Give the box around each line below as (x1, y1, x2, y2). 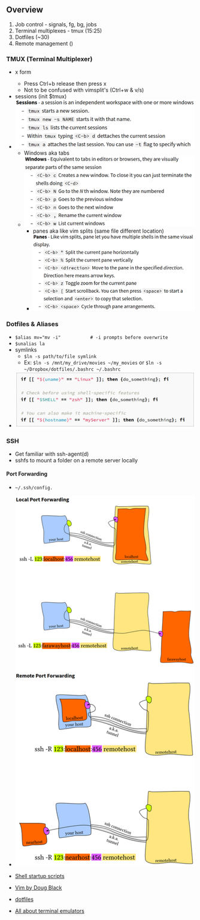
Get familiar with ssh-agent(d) (14, 450, 89, 458)
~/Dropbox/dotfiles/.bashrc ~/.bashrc (23, 366, 121, 372)
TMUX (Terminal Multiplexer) (6, 55, 93, 63)
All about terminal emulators (14, 907, 85, 914)
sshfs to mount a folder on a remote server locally (14, 456, 138, 464)
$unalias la (14, 341, 45, 347)
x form (14, 68, 32, 76)
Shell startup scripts (14, 872, 65, 879)
